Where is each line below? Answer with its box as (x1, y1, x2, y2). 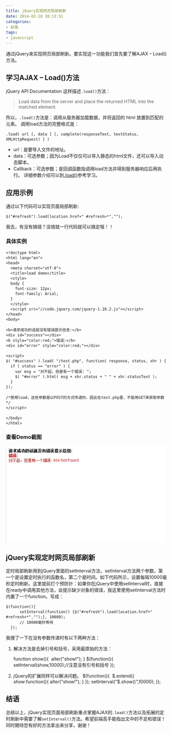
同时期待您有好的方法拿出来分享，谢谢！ (6, 722, 91, 728)
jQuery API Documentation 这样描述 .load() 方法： (6, 88, 111, 94)
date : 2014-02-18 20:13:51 (6, 13, 63, 19)
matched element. (18, 104, 57, 110)
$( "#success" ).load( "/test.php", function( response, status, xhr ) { (6, 358, 167, 363)
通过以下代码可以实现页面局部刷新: (6, 203, 79, 209)
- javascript (6, 35, 34, 40)
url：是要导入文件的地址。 (13, 146, 69, 152)
